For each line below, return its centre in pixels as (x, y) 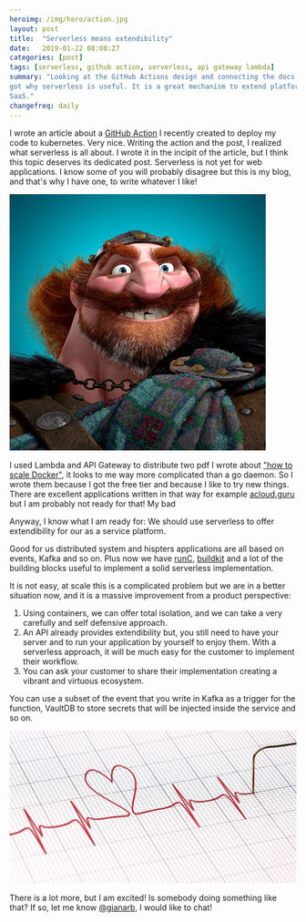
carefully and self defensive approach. (95, 622)
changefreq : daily (44, 106)
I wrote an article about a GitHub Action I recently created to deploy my (143, 133)
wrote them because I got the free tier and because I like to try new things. (149, 484)
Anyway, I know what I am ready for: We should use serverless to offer (142, 521)
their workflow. (51, 661)
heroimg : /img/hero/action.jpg (69, 19)
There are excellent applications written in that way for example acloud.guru (152, 494)
